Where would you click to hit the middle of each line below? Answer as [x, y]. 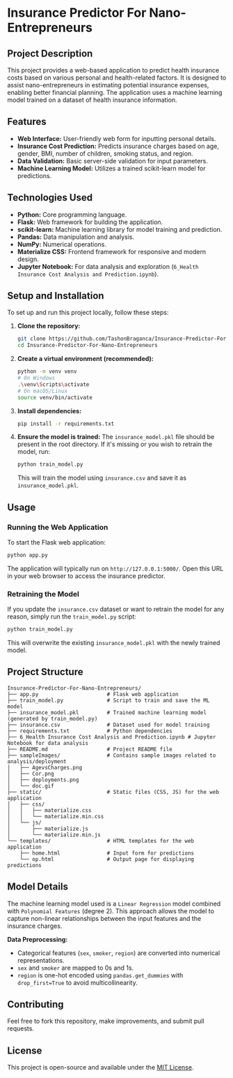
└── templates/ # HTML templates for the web [101, 841]
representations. [41, 960]
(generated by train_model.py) [53, 718]
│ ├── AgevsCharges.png [45, 767]
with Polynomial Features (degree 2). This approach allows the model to [111, 911]
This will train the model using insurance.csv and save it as [102, 478]
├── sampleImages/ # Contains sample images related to [112, 755]
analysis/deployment [37, 761]
